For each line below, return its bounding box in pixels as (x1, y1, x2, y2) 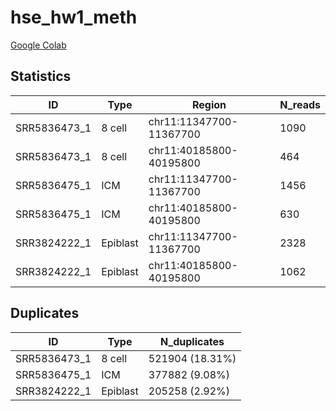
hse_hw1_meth (10, 6, 138, 29)
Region (191, 97, 227, 111)
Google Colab (10, 39, 67, 51)
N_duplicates (160, 334, 225, 348)
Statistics (10, 68, 72, 85)
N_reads (279, 97, 321, 111)
